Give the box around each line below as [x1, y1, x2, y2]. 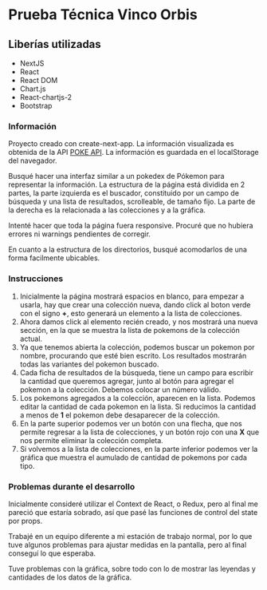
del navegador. [8, 156, 57, 165]
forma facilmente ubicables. [8, 253, 100, 263]
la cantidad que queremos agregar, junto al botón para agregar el [19, 376, 234, 386]
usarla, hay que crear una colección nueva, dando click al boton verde [19, 299, 251, 309]
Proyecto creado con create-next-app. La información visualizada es [8, 139, 234, 148]
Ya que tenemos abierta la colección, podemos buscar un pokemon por [19, 342, 255, 352]
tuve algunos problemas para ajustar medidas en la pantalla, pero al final [8, 540, 247, 549]
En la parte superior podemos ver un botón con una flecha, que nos [19, 418, 242, 428]
